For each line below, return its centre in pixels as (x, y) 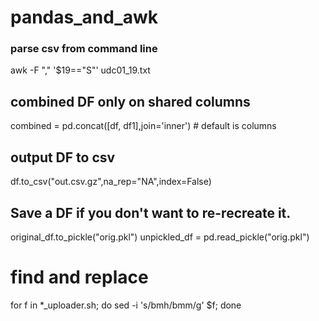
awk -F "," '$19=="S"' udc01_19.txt (80, 70)
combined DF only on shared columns (130, 101)
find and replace (79, 277)
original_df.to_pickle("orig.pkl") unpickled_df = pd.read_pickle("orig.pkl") (160, 237)
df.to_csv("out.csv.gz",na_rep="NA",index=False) (111, 182)
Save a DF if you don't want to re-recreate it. (151, 212)
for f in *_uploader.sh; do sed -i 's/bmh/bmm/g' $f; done (126, 305)
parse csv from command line (84, 49)
